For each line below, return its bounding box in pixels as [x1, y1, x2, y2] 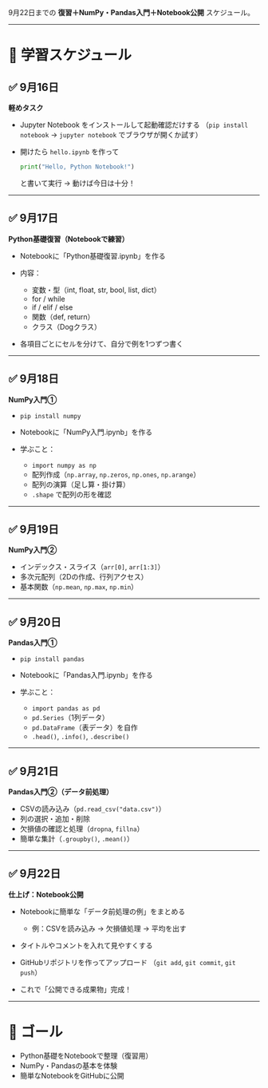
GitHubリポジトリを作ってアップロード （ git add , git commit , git [19, 957, 236, 967]
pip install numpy [19, 412, 81, 420]
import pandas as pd [31, 705, 100, 713]
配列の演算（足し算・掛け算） [31, 479, 130, 489]
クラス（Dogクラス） [31, 322, 102, 331]
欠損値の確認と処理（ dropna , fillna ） [19, 824, 144, 833]
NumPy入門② [8, 545, 57, 555]
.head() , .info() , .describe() [31, 732, 130, 742]
